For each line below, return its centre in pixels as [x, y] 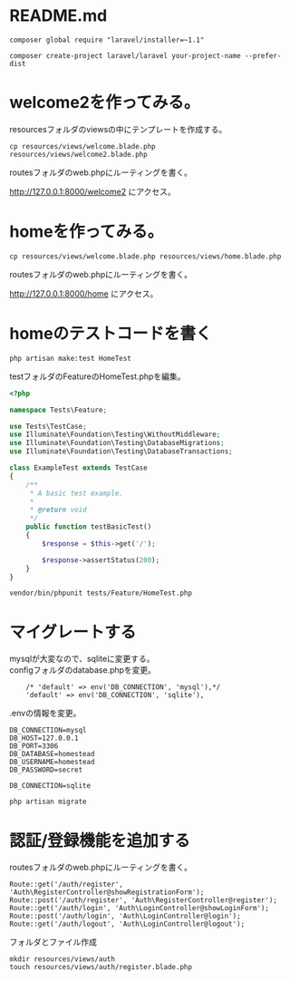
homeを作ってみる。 [87, 232]
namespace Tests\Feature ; [58, 410]
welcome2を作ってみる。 [105, 103]
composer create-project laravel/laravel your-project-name [126, 55]
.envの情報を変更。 [45, 714]
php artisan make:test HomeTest [70, 358]
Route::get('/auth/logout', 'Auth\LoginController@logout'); [127, 924]
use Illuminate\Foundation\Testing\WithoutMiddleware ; [115, 435]
